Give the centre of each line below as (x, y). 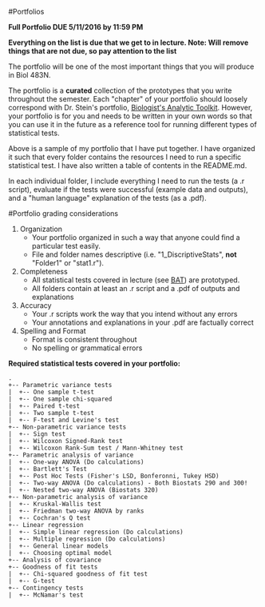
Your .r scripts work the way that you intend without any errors (134, 314)
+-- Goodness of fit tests (53, 567)
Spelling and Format (53, 331)
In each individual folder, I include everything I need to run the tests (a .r (127, 181)
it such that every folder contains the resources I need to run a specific (125, 157)
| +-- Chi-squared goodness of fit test (78, 574)
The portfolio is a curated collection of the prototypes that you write (120, 90)
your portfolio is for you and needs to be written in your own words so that (131, 116)
